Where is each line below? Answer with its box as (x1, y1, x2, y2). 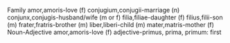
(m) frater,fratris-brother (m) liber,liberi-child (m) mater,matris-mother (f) (7, 21, 215, 28)
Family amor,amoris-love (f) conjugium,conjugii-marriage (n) (7, 6, 180, 14)
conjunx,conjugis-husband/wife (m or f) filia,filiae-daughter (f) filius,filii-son (7, 13, 223, 21)
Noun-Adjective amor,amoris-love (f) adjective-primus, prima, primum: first (7, 28, 222, 36)
